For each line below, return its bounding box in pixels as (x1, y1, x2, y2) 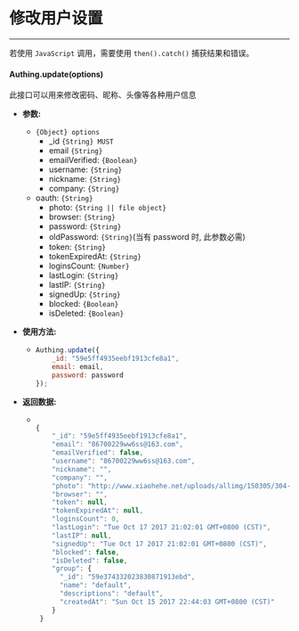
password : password (52, 371, 125, 380)
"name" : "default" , (59, 581, 132, 590)
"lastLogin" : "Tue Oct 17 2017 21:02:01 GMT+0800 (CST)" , (52, 523, 271, 532)
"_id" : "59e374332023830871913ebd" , (59, 572, 196, 582)
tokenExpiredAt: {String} (48, 251, 142, 262)
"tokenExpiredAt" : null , (52, 506, 144, 515)
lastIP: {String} (48, 280, 106, 291)
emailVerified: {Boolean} (48, 155, 138, 166)
